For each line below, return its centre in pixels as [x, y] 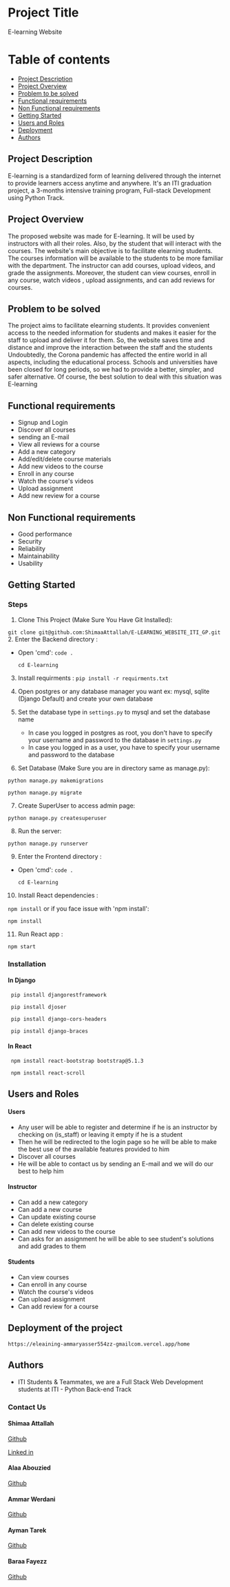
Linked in [21, 1452]
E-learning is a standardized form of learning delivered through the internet [114, 176]
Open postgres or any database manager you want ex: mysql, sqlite [114, 691]
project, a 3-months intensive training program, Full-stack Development [109, 190]
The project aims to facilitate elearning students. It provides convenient [109, 326]
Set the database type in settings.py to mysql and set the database [114, 712]
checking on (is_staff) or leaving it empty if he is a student [100, 1134]
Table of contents [59, 60]
